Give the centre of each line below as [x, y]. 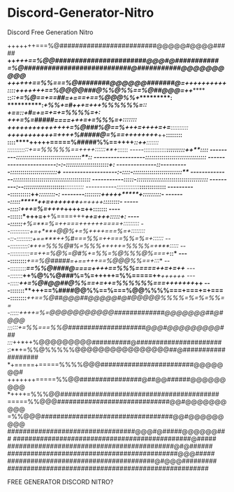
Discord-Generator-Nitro [81, 13]
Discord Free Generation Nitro [50, 32]
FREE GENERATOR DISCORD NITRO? [60, 482]
